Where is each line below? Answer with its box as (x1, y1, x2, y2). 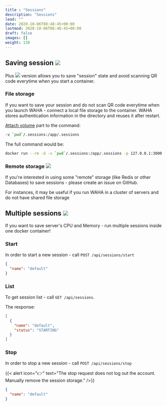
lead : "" (5, 17, 23, 22)
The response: (5, 303, 35, 310)
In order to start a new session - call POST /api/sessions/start (5, 252, 134, 258)
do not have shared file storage (5, 194, 70, 200)
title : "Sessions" (5, 7, 46, 13)
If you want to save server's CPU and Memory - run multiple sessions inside (5, 222, 162, 229)
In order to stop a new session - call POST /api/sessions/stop (5, 360, 132, 366)
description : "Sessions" (5, 12, 57, 17)
